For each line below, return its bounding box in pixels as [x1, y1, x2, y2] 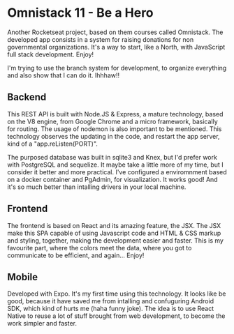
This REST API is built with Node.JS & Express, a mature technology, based [7, 109, 224, 118]
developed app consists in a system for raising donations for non [7, 35, 194, 43]
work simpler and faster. [7, 319, 77, 328]
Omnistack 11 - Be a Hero [7, 5, 154, 21]
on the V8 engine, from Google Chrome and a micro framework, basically [7, 117, 218, 126]
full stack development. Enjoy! [7, 50, 94, 59]
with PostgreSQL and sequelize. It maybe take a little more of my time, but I [7, 160, 224, 169]
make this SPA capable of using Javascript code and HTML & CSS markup [7, 229, 221, 237]
